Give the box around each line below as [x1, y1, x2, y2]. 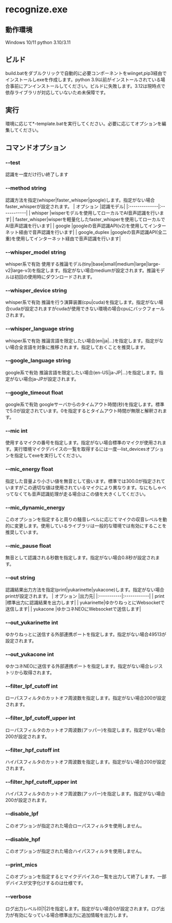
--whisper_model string [5, 248, 66, 255]
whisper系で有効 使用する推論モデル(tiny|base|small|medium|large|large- [5, 261, 161, 267]
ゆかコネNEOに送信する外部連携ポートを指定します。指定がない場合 [5, 663, 150, 669]
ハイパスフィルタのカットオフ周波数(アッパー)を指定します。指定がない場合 [5, 790, 165, 797]
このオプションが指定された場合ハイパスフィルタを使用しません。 [5, 848, 145, 854]
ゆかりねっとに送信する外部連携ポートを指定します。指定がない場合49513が [5, 631, 166, 637]
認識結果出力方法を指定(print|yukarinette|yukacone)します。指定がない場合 [5, 586, 165, 593]
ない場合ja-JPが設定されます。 [14, 376, 79, 382]
